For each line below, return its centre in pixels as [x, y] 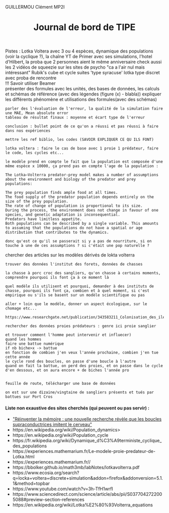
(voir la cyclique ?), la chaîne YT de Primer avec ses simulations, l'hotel [79, 56]
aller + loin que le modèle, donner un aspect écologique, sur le [76, 304]
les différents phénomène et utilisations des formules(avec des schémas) [81, 99]
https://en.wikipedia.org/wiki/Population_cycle [60, 435]
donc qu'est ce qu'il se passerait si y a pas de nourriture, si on [78, 241]
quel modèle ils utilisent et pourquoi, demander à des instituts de [80, 286]
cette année [18, 357]
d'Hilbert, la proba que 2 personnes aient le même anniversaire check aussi [83, 62]
